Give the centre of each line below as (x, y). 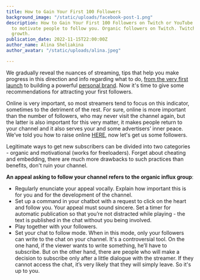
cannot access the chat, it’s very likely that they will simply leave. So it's (103, 264)
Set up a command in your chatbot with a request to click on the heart (100, 201)
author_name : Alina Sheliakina (45, 45)
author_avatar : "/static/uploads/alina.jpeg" (63, 51)
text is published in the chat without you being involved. (83, 220)
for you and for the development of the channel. (74, 195)
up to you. (27, 270)
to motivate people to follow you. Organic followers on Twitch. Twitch (104, 28)
